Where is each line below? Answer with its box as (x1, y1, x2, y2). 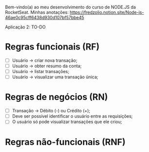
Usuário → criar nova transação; (12, 57, 77, 63)
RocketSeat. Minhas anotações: (5, 9, 69, 15)
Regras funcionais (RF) (5, 41, 100, 52)
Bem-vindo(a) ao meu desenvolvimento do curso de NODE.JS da (5, 4, 136, 10)
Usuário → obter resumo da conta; (12, 63, 82, 69)
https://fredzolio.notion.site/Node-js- (69, 9, 144, 15)
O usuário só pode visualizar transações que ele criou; (12, 119, 122, 125)
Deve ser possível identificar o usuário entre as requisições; (12, 113, 133, 119)
